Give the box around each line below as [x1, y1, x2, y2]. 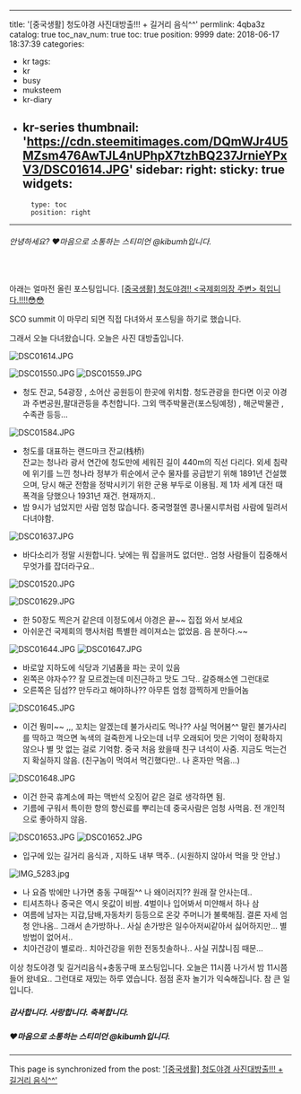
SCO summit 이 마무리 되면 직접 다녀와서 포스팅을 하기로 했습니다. [9, 313, 242, 324]
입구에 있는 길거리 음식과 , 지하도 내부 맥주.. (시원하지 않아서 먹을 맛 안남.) [21, 851, 280, 861]
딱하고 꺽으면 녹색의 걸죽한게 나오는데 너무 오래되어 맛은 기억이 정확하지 [31, 733, 284, 744]
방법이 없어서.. [21, 931, 73, 943]
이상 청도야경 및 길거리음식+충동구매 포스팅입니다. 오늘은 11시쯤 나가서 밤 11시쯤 [9, 962, 288, 973]
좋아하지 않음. [39, 814, 88, 825]
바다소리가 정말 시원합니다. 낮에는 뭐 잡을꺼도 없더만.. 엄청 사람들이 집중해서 [21, 550, 288, 560]
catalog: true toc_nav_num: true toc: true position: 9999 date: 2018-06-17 [9, 29, 280, 40]
